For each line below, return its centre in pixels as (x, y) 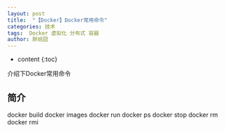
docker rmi (23, 122)
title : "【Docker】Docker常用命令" (57, 20)
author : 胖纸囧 (28, 40)
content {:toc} (37, 59)
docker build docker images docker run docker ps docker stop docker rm (113, 115)
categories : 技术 (31, 26)
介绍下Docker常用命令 (39, 74)
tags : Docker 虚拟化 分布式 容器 (53, 33)
